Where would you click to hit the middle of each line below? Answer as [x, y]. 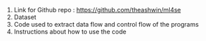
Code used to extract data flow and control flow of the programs [106, 24]
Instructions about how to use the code [70, 31]
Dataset [25, 17]
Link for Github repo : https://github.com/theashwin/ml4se [97, 10]
